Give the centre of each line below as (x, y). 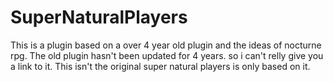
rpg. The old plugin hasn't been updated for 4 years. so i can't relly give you (167, 55)
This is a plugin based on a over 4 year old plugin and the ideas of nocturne (166, 45)
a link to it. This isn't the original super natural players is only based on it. (160, 66)
